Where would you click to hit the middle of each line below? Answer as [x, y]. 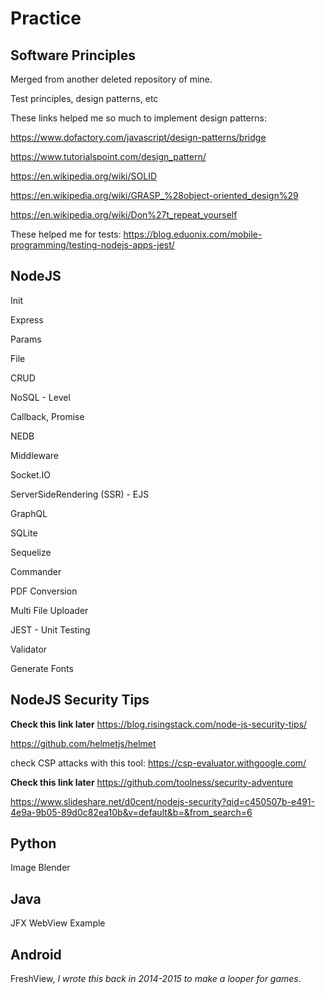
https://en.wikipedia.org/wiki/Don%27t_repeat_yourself [124, 215]
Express [27, 319]
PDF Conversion [44, 591]
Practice [46, 18]
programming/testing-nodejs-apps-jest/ [92, 245]
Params [26, 339]
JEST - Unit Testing [50, 629]
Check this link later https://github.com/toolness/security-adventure [152, 782]
